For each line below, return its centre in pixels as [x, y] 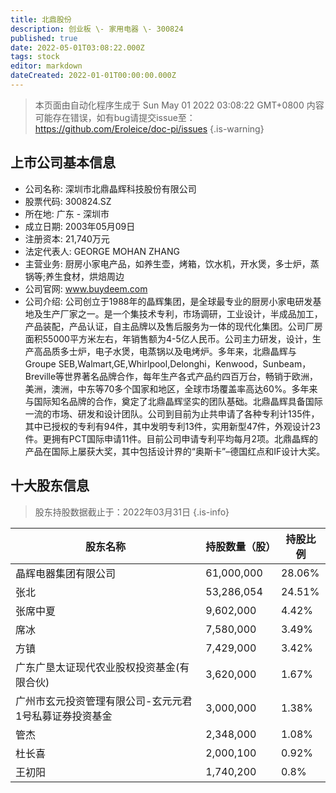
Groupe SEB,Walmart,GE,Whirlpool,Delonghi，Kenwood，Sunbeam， [168, 363]
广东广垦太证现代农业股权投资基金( [97, 667]
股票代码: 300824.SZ [68, 201]
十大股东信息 [50, 486]
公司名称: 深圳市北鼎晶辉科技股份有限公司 [110, 188]
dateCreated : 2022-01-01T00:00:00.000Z [93, 76]
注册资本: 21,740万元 [67, 238]
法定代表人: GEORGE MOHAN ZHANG [102, 251]
